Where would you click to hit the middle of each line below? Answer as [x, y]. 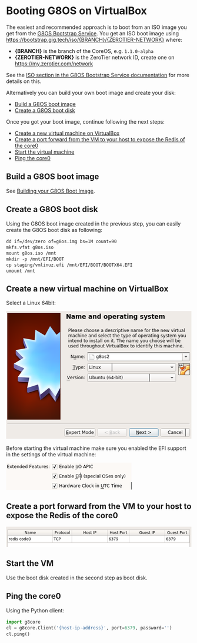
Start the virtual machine [44, 152]
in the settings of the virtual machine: [51, 454]
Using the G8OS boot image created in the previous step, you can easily [94, 223]
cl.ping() [18, 634]
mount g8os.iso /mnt [31, 253]
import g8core [24, 622]
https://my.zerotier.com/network [54, 64]
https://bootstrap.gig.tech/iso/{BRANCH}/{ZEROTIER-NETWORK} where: [94, 39]
